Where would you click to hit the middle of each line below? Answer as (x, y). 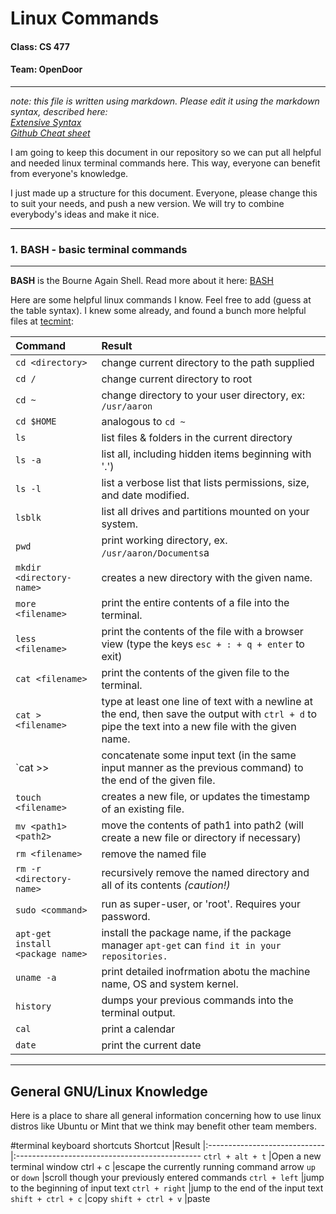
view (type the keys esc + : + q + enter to (203, 644)
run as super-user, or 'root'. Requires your (201, 904)
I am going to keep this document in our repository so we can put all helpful (166, 152)
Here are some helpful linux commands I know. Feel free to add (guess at (161, 300)
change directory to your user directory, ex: (203, 395)
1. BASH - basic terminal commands (99, 249)
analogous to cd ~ (143, 422)
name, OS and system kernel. (170, 984)
